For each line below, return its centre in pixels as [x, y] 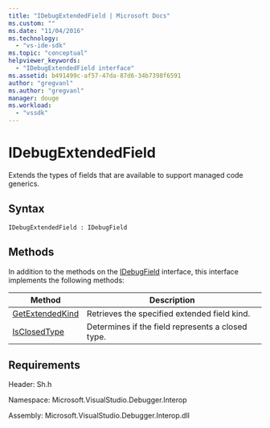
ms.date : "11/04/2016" [46, 31]
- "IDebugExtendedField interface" [75, 68]
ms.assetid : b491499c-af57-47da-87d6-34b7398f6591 [95, 76]
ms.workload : [30, 105]
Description [172, 300]
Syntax [27, 209]
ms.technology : [34, 38]
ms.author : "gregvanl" [46, 91]
